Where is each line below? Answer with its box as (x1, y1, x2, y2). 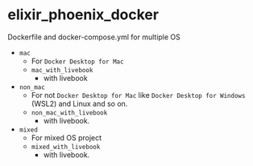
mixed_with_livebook (31, 143, 101, 151)
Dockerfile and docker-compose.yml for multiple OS (7, 32, 180, 42)
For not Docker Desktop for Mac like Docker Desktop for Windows (31, 90, 246, 99)
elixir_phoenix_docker (7, 6, 159, 24)
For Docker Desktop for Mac (31, 56, 124, 66)
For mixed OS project (31, 132, 102, 142)
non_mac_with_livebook (31, 108, 108, 117)
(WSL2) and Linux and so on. (31, 99, 128, 108)
